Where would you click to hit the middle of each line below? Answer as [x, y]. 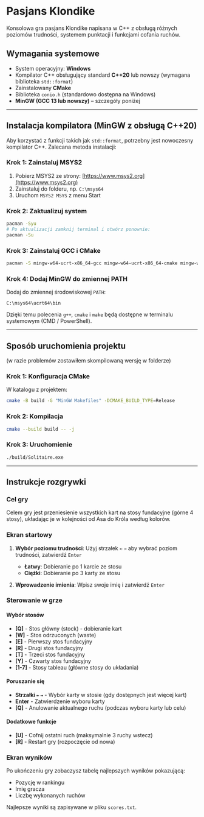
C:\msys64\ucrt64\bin [34, 303]
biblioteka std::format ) [44, 81]
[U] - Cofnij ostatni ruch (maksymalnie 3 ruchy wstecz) [84, 735]
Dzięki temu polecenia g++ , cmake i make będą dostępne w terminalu [90, 314]
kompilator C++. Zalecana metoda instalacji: [61, 147]
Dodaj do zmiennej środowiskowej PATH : [56, 292]
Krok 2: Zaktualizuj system [47, 211]
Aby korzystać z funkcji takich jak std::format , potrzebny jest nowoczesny [100, 140]
